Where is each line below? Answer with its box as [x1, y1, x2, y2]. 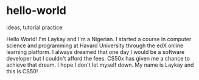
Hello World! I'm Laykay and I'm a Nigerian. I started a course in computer [6, 35, 192, 42]
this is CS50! [6, 67, 38, 75]
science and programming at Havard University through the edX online [6, 42, 184, 49]
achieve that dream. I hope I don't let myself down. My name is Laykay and [6, 61, 194, 68]
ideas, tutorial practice [6, 24, 63, 31]
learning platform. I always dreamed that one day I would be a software [6, 48, 185, 55]
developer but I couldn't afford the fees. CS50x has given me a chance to [6, 55, 190, 62]
